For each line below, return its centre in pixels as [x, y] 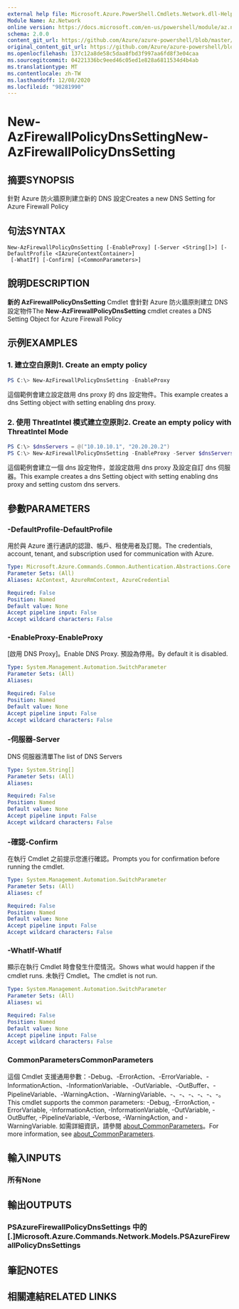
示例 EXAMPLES [43, 343]
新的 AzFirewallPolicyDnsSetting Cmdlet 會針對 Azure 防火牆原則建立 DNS [118, 302]
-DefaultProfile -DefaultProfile [60, 529]
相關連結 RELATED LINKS [62, 1297]
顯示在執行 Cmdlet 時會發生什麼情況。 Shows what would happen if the [111, 967]
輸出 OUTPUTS [40, 1205]
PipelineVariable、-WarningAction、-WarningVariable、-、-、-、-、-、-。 [116, 1094]
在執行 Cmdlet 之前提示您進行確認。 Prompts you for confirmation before [114, 859]
